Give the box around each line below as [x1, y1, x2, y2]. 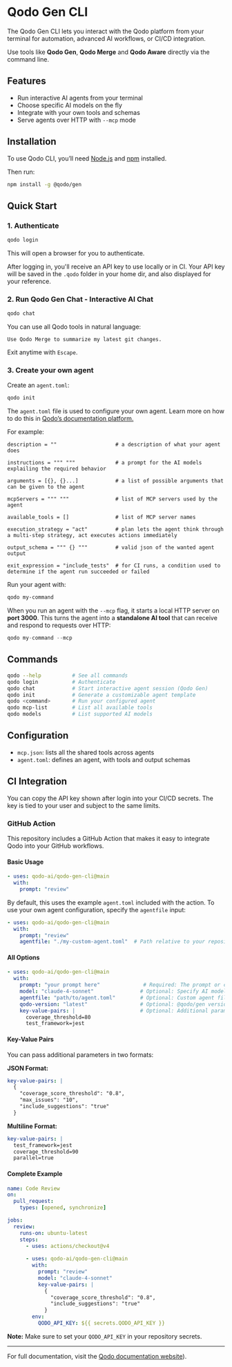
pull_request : [13, 1198, 54, 1205]
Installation [7, 136, 57, 147]
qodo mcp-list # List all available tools [7, 704, 153, 712]
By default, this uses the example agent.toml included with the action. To [7, 898, 215, 907]
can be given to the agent [7, 484, 85, 491]
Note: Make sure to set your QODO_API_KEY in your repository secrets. [7, 1332, 202, 1340]
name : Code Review [7, 1185, 60, 1192]
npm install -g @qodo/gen [7, 181, 81, 188]
